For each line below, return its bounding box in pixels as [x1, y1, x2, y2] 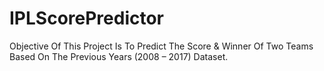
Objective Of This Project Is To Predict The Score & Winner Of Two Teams [9, 40, 314, 52]
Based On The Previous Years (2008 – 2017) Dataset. [9, 50, 229, 62]
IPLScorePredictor [9, 7, 165, 30]
